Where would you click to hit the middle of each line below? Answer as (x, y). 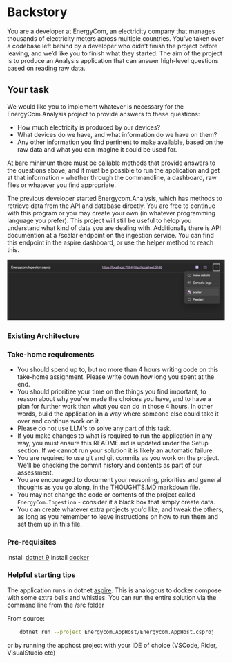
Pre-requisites (32, 542)
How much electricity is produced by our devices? (89, 127)
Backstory (37, 12)
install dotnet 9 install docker (48, 557)
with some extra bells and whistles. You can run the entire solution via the (112, 597)
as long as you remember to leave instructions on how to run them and (118, 517)
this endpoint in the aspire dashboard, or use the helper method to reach (110, 242)
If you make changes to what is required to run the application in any (115, 436)
